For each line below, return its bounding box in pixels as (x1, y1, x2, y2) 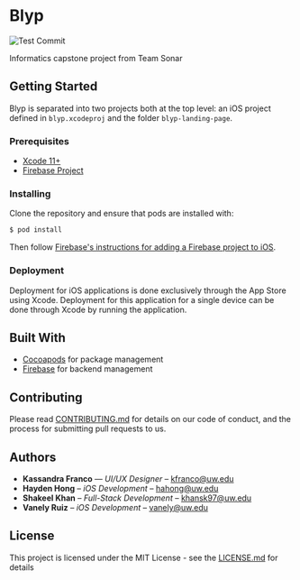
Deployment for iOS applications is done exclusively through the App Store (9, 285, 286, 296)
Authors (9, 449, 57, 465)
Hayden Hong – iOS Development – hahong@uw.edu (22, 483, 219, 493)
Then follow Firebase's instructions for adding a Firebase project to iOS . (9, 242, 277, 253)
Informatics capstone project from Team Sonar (9, 52, 183, 63)
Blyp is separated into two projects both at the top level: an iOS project (9, 103, 272, 114)
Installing (9, 187, 51, 199)
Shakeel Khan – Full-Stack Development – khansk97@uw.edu (22, 493, 252, 503)
